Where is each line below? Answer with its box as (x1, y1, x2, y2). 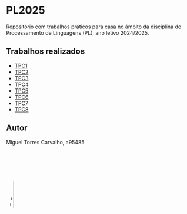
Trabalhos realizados (6, 47, 85, 57)
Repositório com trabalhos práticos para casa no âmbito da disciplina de (6, 23, 181, 30)
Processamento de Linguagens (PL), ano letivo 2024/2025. (6, 29, 149, 36)
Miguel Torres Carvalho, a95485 (6, 139, 85, 146)
